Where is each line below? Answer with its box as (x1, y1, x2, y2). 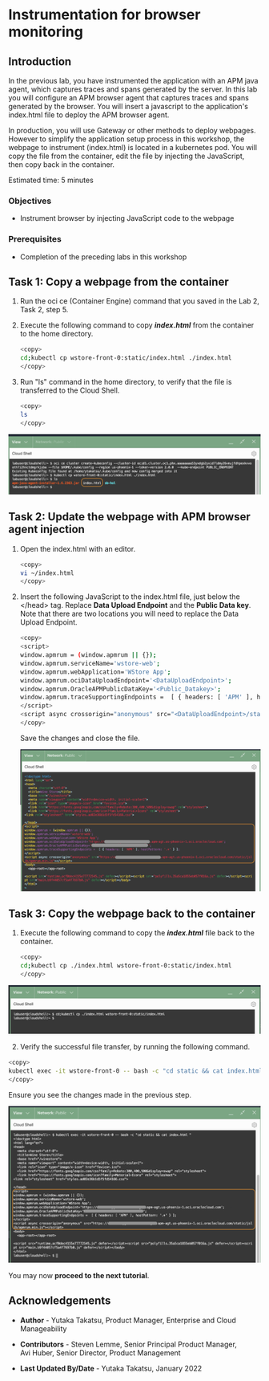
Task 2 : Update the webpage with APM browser (8, 510, 251, 523)
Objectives (8, 195, 52, 206)
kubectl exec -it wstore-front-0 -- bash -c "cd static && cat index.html (8, 1066, 263, 1075)
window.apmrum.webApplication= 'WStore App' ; (19, 668, 171, 676)
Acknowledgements (8, 1294, 111, 1308)
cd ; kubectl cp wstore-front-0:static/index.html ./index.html (19, 354, 232, 362)
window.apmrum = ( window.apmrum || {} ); (19, 651, 157, 659)
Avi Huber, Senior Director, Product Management (19, 1347, 182, 1358)
